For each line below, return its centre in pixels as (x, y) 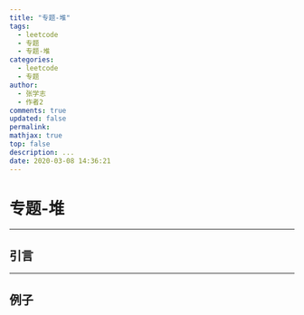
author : (24, 85)
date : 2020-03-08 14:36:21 (60, 161)
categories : (32, 60)
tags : (19, 26)
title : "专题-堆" (40, 18)
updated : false (38, 119)
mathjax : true (36, 136)
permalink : (30, 128)
